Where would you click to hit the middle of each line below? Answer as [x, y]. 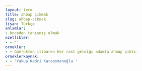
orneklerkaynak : [22, 56]
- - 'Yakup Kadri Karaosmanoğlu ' [42, 61]
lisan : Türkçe [20, 24]
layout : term [19, 10]
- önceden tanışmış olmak [32, 33]
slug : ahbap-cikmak [26, 19]
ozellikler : [18, 38]
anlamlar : [16, 28]
